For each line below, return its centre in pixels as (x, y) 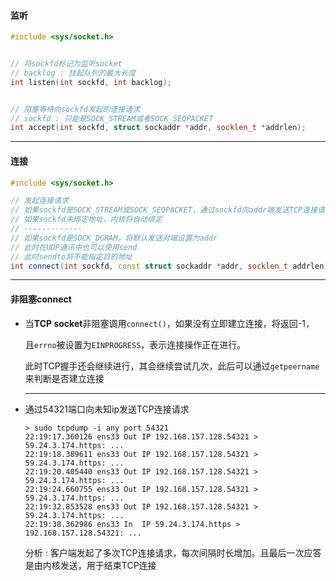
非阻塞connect (41, 299)
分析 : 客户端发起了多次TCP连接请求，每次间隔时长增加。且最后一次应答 (173, 552)
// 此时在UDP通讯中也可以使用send (74, 247)
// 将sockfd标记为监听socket (66, 64)
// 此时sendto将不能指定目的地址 (71, 256)
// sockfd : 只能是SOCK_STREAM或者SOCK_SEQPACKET (112, 118)
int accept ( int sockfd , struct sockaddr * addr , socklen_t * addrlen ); (158, 128)
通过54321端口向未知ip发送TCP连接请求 (107, 409)
